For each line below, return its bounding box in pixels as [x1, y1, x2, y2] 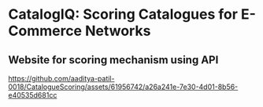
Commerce [8, 22, 83, 40]
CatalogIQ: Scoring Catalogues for [8, 5, 239, 23]
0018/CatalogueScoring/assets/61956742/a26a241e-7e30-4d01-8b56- [8, 82, 239, 91]
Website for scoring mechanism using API [8, 53, 219, 66]
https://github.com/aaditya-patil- [8, 74, 115, 83]
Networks [85, 22, 151, 40]
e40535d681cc [8, 91, 57, 99]
